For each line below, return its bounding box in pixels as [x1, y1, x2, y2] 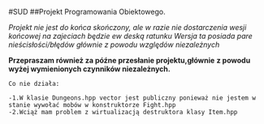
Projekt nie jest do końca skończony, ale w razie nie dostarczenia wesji [8, 23, 247, 32]
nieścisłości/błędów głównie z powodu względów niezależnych [8, 40, 220, 49]
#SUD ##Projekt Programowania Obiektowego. [8, 7, 166, 16]
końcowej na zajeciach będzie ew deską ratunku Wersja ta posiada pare [8, 32, 253, 41]
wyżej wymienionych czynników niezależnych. [8, 64, 171, 74]
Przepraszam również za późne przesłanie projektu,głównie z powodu [8, 56, 251, 65]
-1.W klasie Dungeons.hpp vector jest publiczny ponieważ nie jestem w [8, 94, 256, 102]
